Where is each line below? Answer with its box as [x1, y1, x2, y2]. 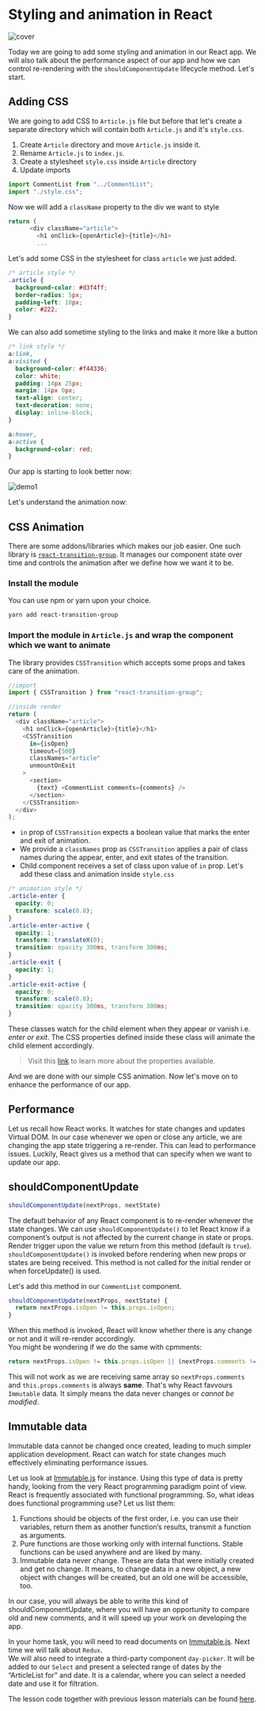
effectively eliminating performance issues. [8, 1457, 149, 1467]
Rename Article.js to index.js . [19, 148, 125, 157]
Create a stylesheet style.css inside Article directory [19, 157, 197, 166]
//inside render [8, 703, 62, 711]
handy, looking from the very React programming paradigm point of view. [8, 1481, 247, 1491]
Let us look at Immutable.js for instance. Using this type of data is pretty [8, 1473, 243, 1482]
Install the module [8, 577, 79, 588]
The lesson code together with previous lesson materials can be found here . [8, 1694, 257, 1703]
